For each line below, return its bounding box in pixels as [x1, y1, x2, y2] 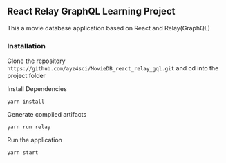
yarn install [7, 98, 45, 106]
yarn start [7, 149, 39, 156]
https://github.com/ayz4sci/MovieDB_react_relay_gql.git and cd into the [7, 64, 219, 73]
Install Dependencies [7, 85, 67, 93]
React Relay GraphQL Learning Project [7, 6, 176, 17]
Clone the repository [7, 57, 66, 65]
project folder [7, 72, 46, 80]
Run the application [7, 136, 62, 144]
